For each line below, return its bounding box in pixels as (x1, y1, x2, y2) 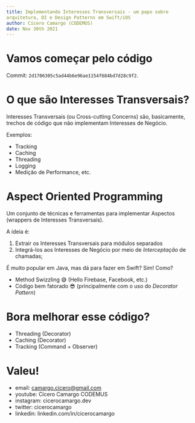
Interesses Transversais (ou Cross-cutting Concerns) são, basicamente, (6, 113, 185, 120)
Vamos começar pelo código (6, 52, 153, 65)
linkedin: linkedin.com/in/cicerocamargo (14, 410, 115, 417)
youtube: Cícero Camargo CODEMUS (14, 390, 108, 398)
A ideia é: (6, 228, 30, 235)
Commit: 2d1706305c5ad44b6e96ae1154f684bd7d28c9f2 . (6, 72, 139, 79)
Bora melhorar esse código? (6, 310, 150, 324)
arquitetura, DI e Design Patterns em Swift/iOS (6, 15, 131, 21)
